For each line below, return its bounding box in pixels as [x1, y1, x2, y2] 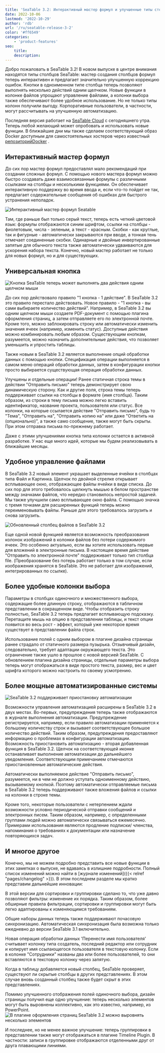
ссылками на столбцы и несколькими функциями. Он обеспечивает [5, 181, 148, 187]
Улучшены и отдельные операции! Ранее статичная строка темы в [5, 376, 146, 382]
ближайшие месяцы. [5, 443, 49, 449]
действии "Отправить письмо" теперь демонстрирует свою [5, 382, 132, 387]
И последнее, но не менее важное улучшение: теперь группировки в [5, 1027, 151, 1033]
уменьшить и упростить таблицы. [5, 342, 76, 347]
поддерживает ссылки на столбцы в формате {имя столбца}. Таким [5, 392, 148, 398]
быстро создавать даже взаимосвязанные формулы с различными [5, 176, 146, 182]
